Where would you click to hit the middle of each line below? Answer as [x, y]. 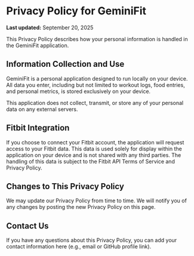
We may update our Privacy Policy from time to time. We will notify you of [96, 201]
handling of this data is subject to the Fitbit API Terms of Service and [90, 161]
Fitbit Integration [38, 128]
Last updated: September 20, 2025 [50, 27]
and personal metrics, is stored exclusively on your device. [78, 91]
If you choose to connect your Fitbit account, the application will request [95, 142]
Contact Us [27, 226]
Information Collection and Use [65, 64]
